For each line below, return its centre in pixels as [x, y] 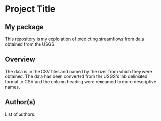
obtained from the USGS [30, 44]
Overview [20, 60]
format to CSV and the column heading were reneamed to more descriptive [81, 81]
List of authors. [20, 114]
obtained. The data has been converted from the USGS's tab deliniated [76, 76]
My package [24, 27]
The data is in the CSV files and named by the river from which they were [79, 71]
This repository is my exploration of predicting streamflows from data [75, 39]
